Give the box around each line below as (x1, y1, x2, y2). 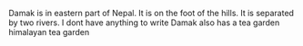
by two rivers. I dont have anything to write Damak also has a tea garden (8, 17, 280, 28)
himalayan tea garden (8, 27, 90, 37)
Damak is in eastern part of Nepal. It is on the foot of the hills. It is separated (8, 8, 295, 18)
